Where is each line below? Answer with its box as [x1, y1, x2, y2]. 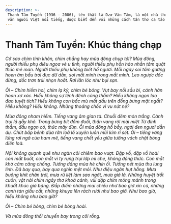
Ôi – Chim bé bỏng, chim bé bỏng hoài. [5, 203, 88, 209]
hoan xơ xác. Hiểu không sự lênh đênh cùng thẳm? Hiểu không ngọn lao [5, 93, 157, 99]
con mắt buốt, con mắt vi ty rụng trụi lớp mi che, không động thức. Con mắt [5, 156, 164, 162]
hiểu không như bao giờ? [5, 193, 58, 200]
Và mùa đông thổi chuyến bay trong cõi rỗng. [5, 213, 101, 219]
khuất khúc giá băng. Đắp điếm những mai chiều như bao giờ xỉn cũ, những [5, 183, 164, 189]
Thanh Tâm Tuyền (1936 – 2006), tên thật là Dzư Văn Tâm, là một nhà [7, 12, 158, 17]
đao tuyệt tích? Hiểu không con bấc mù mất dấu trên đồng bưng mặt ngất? [5, 98, 163, 104]
